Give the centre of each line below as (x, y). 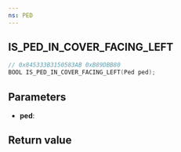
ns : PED (21, 15)
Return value (40, 141)
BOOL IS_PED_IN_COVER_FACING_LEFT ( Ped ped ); (82, 72)
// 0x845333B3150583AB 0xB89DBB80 (65, 65)
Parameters (37, 97)
